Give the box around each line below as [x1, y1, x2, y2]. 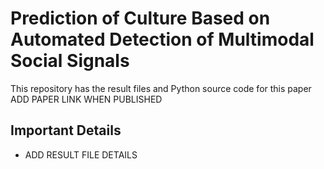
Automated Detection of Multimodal [10, 28, 315, 51]
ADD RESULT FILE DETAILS [24, 148, 138, 161]
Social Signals [10, 50, 130, 72]
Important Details [10, 122, 122, 139]
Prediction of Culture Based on [10, 7, 271, 30]
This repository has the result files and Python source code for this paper [10, 82, 312, 94]
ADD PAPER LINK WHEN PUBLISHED [10, 93, 163, 105]
